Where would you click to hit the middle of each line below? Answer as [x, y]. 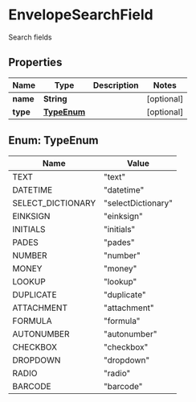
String [55, 98]
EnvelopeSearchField [81, 15]
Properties [35, 62]
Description [116, 85]
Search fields [30, 37]
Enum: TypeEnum [53, 141]
